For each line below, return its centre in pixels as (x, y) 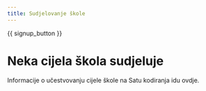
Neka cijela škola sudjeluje (86, 61)
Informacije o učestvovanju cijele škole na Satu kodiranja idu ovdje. (103, 80)
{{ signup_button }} (35, 33)
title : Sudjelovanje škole (46, 13)
